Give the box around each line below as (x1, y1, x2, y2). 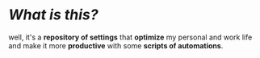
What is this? (8, 6, 99, 24)
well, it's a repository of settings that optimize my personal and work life (8, 32, 253, 42)
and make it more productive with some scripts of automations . (8, 40, 224, 50)
